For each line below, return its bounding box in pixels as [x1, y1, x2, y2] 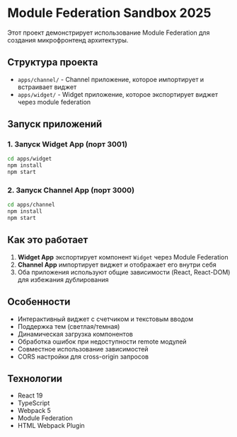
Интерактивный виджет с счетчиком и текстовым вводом [17, 315, 193, 323]
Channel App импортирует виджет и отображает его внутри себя [17, 260, 217, 269]
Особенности [7, 296, 71, 308]
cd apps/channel [7, 202, 55, 209]
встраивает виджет [17, 83, 77, 91]
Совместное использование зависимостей [17, 344, 149, 353]
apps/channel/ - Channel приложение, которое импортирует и [17, 75, 204, 83]
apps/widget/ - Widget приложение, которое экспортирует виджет [17, 90, 218, 98]
